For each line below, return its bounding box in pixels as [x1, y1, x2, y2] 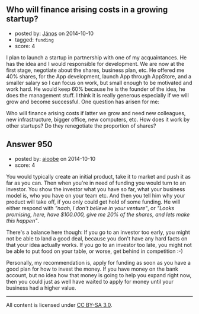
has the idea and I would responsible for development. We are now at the [6, 60, 185, 67]
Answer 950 [6, 139, 53, 150]
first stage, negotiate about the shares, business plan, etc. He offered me [6, 66, 185, 74]
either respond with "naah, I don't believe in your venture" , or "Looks [6, 204, 175, 211]
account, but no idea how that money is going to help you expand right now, [6, 271, 192, 278]
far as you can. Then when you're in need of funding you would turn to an [6, 179, 187, 186]
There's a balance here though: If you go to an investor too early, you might [6, 229, 191, 236]
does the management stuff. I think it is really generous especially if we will [6, 91, 190, 99]
